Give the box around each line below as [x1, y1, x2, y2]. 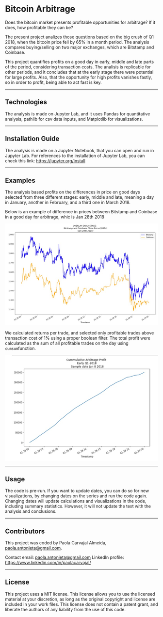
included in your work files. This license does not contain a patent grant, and [5, 601, 158, 607]
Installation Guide [5, 135, 60, 143]
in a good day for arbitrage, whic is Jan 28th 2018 [5, 214, 104, 220]
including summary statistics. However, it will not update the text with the [5, 503, 151, 509]
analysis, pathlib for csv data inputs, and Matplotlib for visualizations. [5, 116, 143, 122]
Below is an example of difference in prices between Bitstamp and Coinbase [5, 209, 158, 215]
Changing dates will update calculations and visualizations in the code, [5, 498, 147, 504]
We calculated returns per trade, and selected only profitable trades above [5, 330, 154, 336]
